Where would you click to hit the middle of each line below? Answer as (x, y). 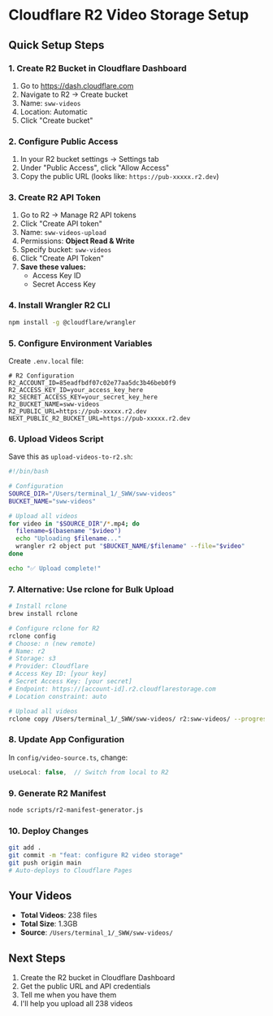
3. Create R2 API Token (55, 198)
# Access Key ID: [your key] (58, 674)
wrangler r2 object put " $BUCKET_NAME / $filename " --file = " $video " (130, 547)
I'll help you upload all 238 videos (76, 1004)
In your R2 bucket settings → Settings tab (90, 159)
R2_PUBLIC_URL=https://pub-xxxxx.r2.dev (78, 411)
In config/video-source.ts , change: (68, 757)
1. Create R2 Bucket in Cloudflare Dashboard (97, 68)
